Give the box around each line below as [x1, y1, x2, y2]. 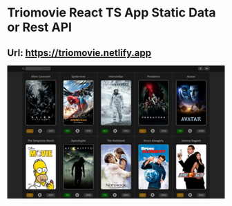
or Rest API [7, 19, 72, 35]
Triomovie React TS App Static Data [7, 5, 216, 21]
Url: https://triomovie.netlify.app [7, 47, 152, 59]
